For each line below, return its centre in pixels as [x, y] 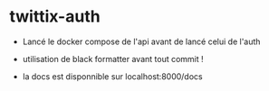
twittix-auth [55, 17]
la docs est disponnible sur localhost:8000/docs [112, 76]
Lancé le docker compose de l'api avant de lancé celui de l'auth [141, 41]
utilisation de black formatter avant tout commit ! [113, 59]
